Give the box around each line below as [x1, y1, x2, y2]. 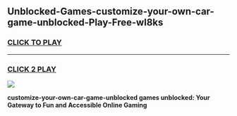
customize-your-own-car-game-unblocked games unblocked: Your [7, 93, 210, 101]
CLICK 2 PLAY [7, 64, 56, 74]
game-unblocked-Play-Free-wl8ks [7, 17, 164, 29]
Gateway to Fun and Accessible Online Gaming [7, 101, 147, 109]
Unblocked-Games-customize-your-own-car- [7, 6, 214, 18]
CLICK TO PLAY [7, 38, 62, 48]
